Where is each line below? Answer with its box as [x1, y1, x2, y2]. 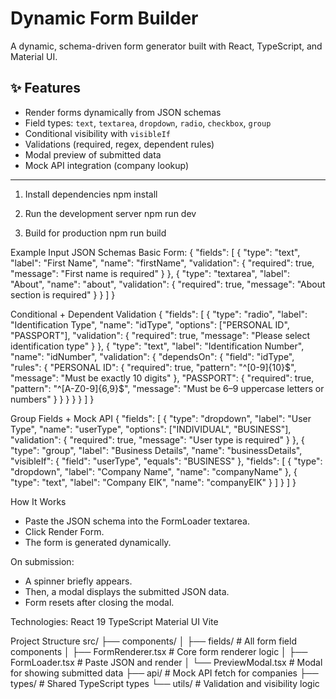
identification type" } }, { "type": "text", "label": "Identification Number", [10, 340, 305, 352]
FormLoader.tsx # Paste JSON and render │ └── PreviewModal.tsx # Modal [10, 656, 323, 668]
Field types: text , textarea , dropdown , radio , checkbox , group [24, 117, 272, 129]
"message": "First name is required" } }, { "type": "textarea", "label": [10, 267, 291, 279]
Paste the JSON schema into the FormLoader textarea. [24, 515, 250, 527]
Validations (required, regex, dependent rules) [24, 138, 215, 150]
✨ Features [10, 80, 81, 97]
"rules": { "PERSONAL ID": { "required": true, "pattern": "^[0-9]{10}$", [10, 361, 297, 373]
